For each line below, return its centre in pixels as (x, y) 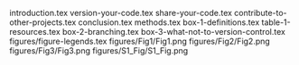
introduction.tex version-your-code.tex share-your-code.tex (121, 13)
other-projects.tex (43, 22)
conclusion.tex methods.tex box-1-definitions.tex (169, 22)
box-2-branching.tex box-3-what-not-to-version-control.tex (174, 32)
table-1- (276, 22)
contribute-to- (261, 13)
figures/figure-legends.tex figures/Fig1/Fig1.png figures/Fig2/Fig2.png (140, 41)
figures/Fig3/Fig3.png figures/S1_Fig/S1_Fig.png (99, 51)
